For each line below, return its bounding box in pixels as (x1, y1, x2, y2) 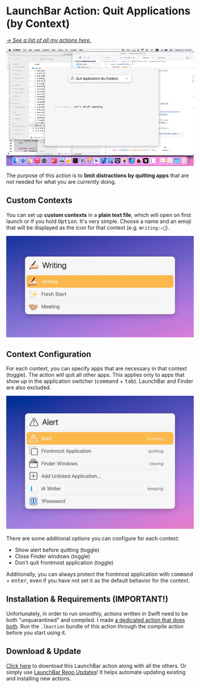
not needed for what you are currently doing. (6, 178, 117, 185)
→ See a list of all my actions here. (6, 36, 92, 44)
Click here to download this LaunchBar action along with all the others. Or (6, 662, 187, 669)
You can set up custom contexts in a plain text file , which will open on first (6, 211, 192, 218)
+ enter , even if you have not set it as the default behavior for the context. (6, 577, 190, 584)
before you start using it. (6, 629, 67, 636)
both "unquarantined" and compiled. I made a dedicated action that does (6, 616, 186, 624)
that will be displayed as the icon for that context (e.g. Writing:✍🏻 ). (6, 224, 170, 231)
